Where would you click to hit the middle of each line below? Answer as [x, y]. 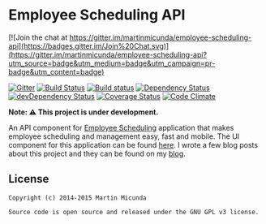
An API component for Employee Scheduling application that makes [121, 127]
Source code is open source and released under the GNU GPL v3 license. [134, 212]
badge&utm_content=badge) [56, 71]
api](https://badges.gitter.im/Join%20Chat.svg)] [89, 45]
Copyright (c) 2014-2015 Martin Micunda [78, 198]
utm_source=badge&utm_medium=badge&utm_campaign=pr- [112, 63]
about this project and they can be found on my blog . [97, 153]
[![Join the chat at [38, 37]
